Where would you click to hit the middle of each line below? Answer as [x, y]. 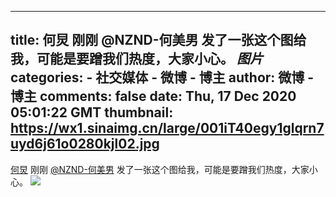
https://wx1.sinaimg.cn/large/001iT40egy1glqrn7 [167, 128]
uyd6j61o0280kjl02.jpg [85, 144]
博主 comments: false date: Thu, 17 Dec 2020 [153, 96]
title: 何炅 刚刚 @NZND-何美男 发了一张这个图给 [158, 40]
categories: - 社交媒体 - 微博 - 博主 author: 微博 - [162, 77]
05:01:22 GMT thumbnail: [92, 112]
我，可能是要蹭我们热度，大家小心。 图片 [136, 59]
